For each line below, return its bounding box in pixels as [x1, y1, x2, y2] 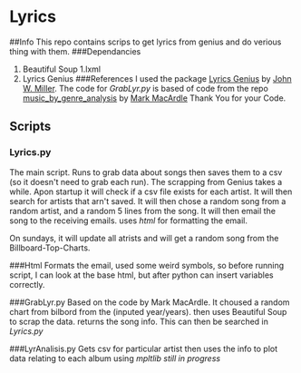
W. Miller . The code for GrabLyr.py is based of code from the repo [22, 83, 269, 93]
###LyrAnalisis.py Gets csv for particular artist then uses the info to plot [9, 343, 278, 354]
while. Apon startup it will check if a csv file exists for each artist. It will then [9, 186, 293, 197]
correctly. [9, 279, 45, 290]
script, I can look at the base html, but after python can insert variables [9, 270, 274, 280]
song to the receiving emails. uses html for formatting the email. [9, 215, 248, 226]
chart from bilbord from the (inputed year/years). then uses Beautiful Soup [9, 306, 287, 317]
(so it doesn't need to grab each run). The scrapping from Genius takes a [9, 176, 283, 187]
